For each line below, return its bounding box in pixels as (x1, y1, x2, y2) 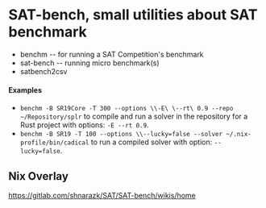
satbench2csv (19, 66, 68, 76)
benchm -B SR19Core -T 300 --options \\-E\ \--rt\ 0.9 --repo (19, 105, 234, 113)
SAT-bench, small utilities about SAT (8, 6, 258, 24)
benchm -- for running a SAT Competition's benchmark (19, 49, 204, 59)
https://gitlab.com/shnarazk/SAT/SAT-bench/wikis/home (8, 190, 196, 200)
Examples (8, 85, 43, 94)
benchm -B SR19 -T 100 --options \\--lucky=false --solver (19, 131, 223, 139)
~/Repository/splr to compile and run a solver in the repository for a (19, 111, 248, 122)
